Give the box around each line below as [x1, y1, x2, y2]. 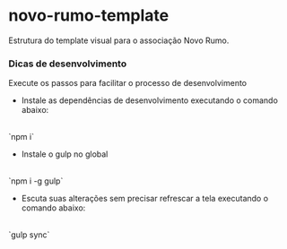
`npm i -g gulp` [8, 176, 64, 186]
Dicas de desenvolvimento [8, 57, 127, 70]
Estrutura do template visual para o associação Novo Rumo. [8, 35, 230, 46]
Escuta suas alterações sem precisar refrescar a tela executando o [21, 193, 269, 204]
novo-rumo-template [8, 5, 170, 26]
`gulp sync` [8, 229, 50, 240]
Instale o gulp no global [21, 149, 109, 159]
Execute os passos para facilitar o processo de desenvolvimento [8, 78, 248, 89]
